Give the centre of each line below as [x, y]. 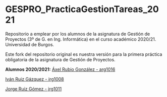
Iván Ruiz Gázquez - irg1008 [35, 79]
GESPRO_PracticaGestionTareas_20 [82, 9]
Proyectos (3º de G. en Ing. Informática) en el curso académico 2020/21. [81, 39]
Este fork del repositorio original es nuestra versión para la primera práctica [84, 54]
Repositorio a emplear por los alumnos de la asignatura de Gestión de [78, 34]
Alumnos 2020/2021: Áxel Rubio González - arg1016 [60, 69]
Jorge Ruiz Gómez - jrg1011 [34, 88]
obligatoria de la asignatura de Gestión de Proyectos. [60, 59]
